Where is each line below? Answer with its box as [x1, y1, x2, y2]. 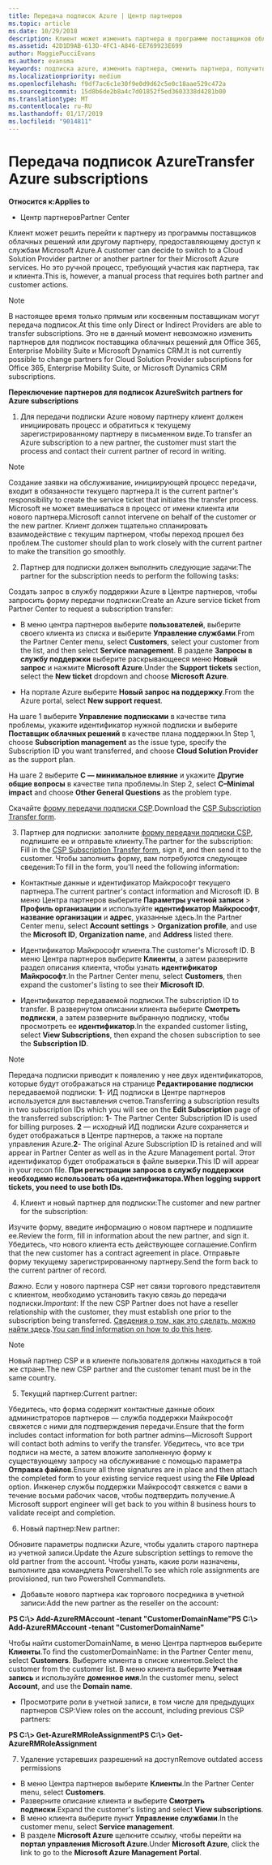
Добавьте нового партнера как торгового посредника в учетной [19, 1589, 244, 1599]
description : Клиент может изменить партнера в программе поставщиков [8, 34, 252, 43]
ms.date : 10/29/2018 [8, 27, 79, 35]
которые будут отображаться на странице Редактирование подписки [8, 1079, 253, 1088]
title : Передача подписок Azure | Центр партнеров [8, 11, 183, 20]
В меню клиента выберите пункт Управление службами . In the [19, 1813, 239, 1823]
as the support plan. [8, 754, 75, 764]
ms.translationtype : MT [8, 95, 89, 103]
